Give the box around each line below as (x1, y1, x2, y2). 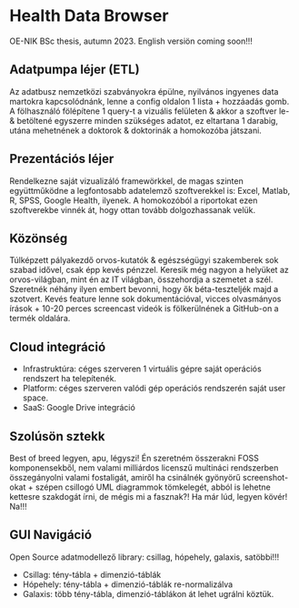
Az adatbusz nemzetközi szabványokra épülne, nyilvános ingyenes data (9, 86, 279, 96)
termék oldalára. (9, 313, 71, 324)
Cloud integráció (9, 339, 106, 355)
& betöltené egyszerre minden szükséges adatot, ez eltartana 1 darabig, (9, 115, 279, 126)
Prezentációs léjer (9, 151, 115, 167)
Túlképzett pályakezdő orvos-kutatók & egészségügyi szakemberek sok (9, 255, 279, 266)
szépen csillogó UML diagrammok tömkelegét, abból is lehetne (35, 481, 271, 492)
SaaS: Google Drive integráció (22, 402, 136, 413)
